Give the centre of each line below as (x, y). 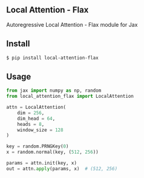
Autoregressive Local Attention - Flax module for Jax (72, 24)
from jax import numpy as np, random (54, 91)
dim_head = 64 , (36, 118)
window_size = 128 (40, 130)
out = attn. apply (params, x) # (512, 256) (62, 169)
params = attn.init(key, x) (42, 163)
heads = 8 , (31, 124)
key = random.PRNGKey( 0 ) (38, 146)
